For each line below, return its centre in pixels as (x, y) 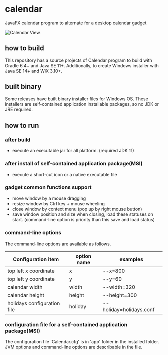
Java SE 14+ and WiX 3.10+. (34, 71)
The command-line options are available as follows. (58, 244)
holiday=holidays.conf (129, 310)
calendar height (26, 295)
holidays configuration (34, 303)
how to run (22, 125)
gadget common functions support (48, 187)
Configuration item (36, 259)
